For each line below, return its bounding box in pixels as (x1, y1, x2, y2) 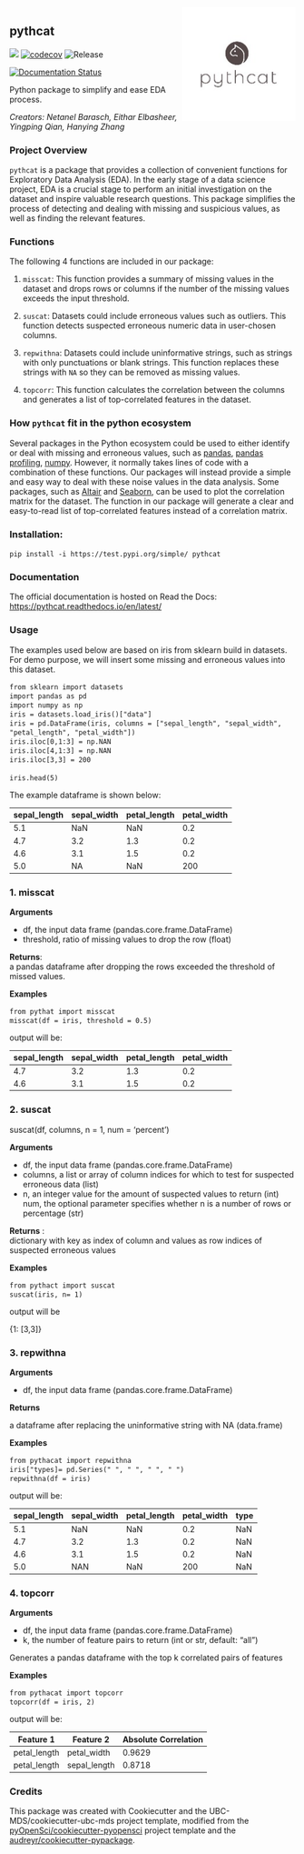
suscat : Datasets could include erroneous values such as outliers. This (22, 311, 287, 322)
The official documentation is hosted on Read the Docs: (9, 591, 218, 602)
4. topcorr (9, 1587, 54, 1599)
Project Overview (9, 144, 88, 156)
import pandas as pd (9, 691, 88, 701)
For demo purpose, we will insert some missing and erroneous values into (9, 654, 286, 665)
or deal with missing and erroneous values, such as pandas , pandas (9, 447, 264, 458)
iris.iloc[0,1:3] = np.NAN (9, 737, 112, 747)
